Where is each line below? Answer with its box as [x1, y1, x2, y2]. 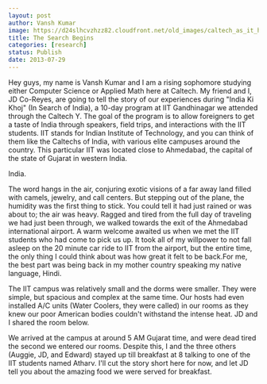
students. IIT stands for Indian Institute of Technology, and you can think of [8, 128, 254, 137]
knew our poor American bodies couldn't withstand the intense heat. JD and [8, 309, 258, 318]
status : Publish [8, 48, 62, 56]
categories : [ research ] [8, 41, 87, 49]
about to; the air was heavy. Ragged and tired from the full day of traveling [8, 209, 252, 219]
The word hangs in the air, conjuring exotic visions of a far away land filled [8, 184, 252, 194]
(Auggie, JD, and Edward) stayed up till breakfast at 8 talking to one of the [8, 350, 251, 359]
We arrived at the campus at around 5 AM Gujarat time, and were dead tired [8, 332, 257, 342]
